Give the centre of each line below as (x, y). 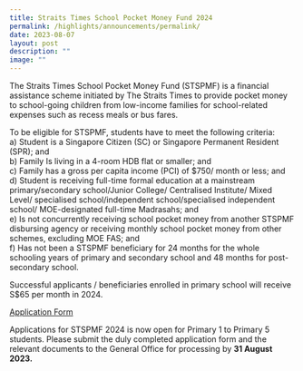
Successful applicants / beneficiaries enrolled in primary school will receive (151, 285)
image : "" (28, 60)
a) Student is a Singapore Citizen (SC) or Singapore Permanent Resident (144, 142)
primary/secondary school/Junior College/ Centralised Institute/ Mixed (141, 190)
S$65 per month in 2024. (56, 294)
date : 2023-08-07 (42, 34)
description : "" (40, 52)
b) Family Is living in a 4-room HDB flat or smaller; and (110, 161)
